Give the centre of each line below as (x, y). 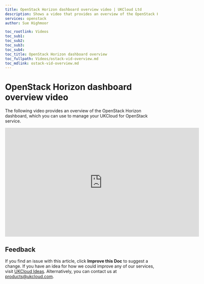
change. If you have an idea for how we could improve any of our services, (80, 266)
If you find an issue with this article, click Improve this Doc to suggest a (77, 261)
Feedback (20, 249)
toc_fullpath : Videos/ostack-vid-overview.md (52, 59)
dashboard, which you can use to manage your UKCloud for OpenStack (76, 116)
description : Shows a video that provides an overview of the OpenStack (80, 14)
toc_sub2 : (15, 41)
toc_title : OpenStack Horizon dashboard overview (56, 54)
